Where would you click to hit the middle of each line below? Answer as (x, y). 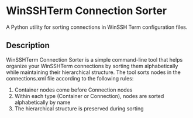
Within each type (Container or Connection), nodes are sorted (89, 96)
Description (28, 45)
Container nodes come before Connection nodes (73, 90)
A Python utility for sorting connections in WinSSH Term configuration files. (97, 27)
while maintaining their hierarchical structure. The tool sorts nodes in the (94, 72)
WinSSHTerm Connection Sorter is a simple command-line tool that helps (94, 59)
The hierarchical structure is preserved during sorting (79, 108)
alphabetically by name (42, 102)
